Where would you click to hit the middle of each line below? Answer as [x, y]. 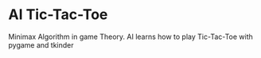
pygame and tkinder [41, 44]
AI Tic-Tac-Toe [58, 15]
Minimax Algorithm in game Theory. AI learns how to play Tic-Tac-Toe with [130, 37]
